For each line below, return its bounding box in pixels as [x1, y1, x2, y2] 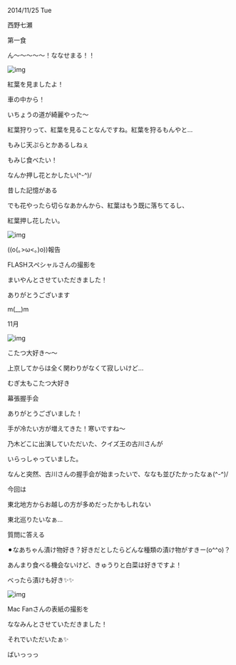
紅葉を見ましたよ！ [7, 80, 64, 88]
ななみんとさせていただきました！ [7, 620, 108, 628]
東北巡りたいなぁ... [7, 515, 63, 523]
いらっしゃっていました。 [7, 455, 83, 463]
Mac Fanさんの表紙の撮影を [7, 605, 89, 613]
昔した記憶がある [7, 186, 58, 195]
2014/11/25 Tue [7, 6, 52, 14]
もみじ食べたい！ [7, 156, 58, 164]
